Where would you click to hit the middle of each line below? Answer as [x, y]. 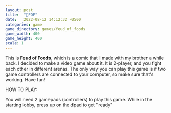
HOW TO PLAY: [21, 89]
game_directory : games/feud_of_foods [45, 29]
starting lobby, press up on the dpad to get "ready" [59, 105]
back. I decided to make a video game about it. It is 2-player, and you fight [83, 63]
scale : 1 [15, 43]
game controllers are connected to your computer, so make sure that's [79, 74]
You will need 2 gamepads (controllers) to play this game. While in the [79, 99]
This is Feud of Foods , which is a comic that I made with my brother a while [85, 58]
